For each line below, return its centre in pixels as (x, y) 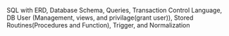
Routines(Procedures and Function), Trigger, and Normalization (98, 25)
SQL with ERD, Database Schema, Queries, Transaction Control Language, (114, 10)
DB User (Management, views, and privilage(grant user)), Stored (100, 18)
